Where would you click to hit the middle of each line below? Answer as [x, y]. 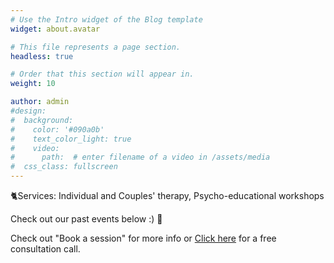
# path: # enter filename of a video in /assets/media [140, 157]
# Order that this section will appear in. [102, 74]
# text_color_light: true [71, 139]
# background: [42, 120]
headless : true [42, 56]
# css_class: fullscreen [64, 167]
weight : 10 [33, 84]
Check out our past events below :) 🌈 [86, 219]
